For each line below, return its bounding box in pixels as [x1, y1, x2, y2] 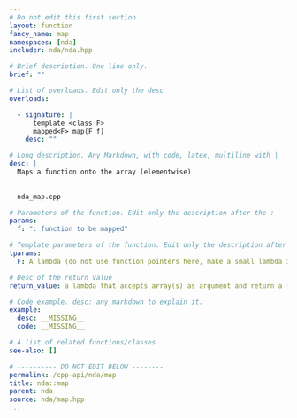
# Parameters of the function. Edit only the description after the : [9, 208, 275, 217]
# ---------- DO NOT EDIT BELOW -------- [9, 362, 164, 371]
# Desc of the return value [9, 273, 113, 282]
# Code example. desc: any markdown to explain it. [9, 298, 203, 306]
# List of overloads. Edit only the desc [9, 86, 164, 95]
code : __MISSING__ [17, 322, 86, 331]
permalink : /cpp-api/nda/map [9, 370, 117, 379]
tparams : [9, 249, 42, 258]
